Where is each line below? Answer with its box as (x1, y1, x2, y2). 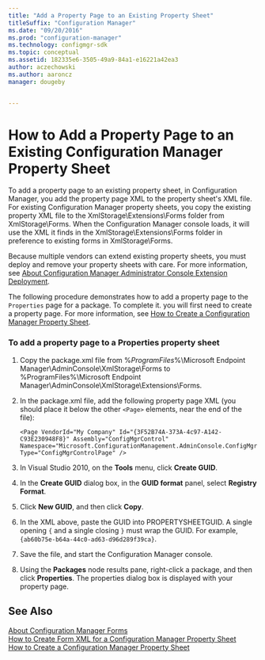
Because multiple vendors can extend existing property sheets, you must (8, 251, 247, 261)
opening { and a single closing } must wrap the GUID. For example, (19, 525, 239, 535)
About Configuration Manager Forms (8, 625, 128, 635)
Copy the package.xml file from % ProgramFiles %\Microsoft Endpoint (19, 355, 246, 364)
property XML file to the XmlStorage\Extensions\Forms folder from (8, 211, 225, 220)
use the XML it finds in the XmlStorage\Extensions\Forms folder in (8, 227, 223, 238)
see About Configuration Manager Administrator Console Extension (8, 269, 228, 278)
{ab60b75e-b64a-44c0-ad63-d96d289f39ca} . (19, 534, 157, 544)
